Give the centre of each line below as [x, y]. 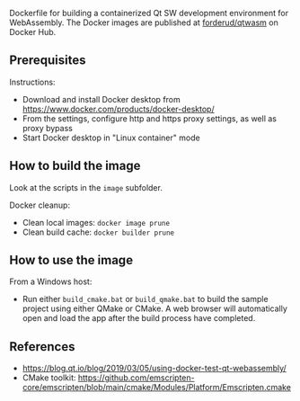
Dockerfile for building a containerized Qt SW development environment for [149, 13]
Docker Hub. [33, 32]
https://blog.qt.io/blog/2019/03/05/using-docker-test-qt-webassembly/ [154, 369]
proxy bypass [48, 128]
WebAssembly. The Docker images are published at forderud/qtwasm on [144, 22]
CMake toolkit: [49, 378]
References [42, 347]
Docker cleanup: [40, 205]
